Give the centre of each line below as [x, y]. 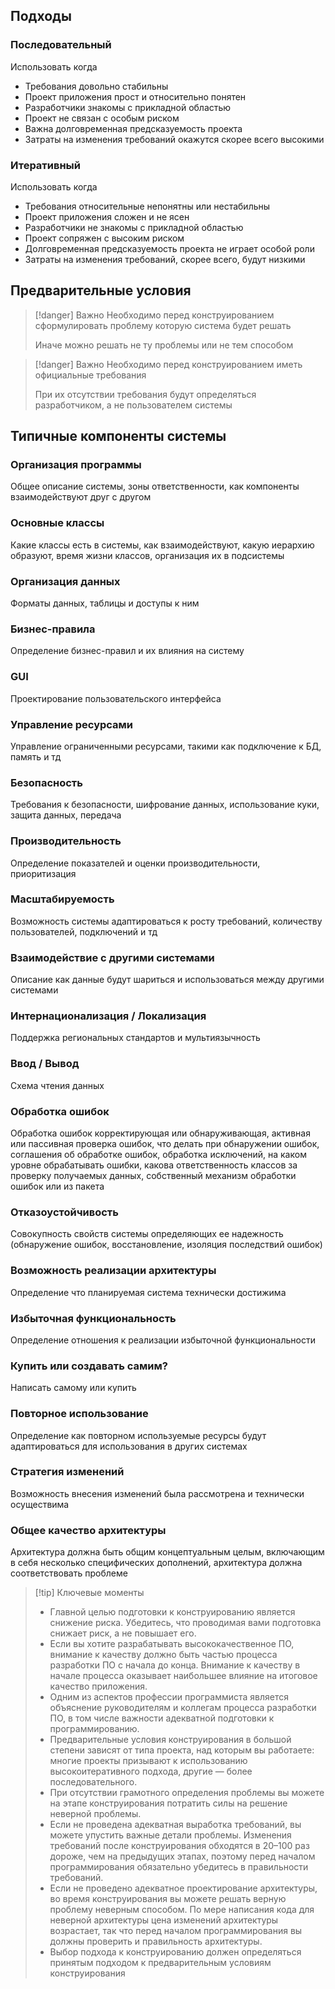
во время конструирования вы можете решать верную [168, 1899]
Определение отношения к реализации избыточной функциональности [163, 1340]
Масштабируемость [62, 899]
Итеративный [45, 165]
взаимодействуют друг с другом [81, 497]
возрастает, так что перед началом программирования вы [176, 1931]
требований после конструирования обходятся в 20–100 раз [179, 1846]
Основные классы [57, 523]
